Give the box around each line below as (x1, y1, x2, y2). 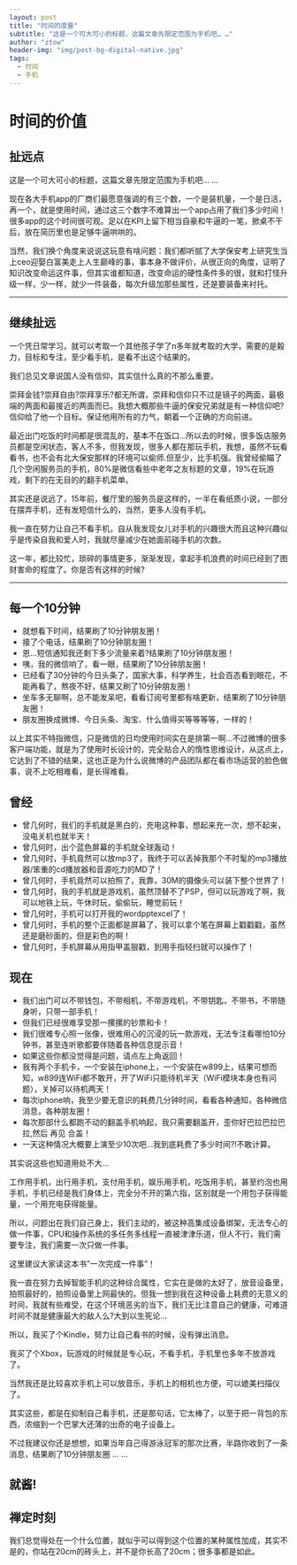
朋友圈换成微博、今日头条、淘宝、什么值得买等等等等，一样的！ (21, 714, 255, 725)
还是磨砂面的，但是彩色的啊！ (21, 930, 131, 941)
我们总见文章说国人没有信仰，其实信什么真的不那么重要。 (9, 370, 218, 381)
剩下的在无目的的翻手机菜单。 (24, 474, 133, 485)
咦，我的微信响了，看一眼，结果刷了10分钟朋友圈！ (21, 659, 209, 669)
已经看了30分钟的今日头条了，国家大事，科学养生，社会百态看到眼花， (21, 670, 280, 681)
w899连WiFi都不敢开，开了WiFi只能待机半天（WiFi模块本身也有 (37, 1073, 270, 1083)
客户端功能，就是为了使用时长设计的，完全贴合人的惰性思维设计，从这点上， (9, 744, 288, 755)
